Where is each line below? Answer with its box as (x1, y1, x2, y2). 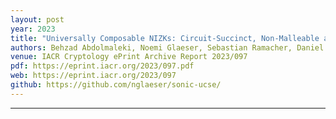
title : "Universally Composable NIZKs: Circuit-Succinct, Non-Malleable (10, 33, 320, 43)
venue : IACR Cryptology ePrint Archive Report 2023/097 (10, 52, 248, 62)
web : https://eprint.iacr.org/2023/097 (10, 71, 177, 81)
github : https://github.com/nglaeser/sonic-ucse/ (10, 80, 222, 90)
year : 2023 (10, 24, 56, 34)
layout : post (10, 14, 65, 25)
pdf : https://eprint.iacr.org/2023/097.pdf (10, 61, 195, 71)
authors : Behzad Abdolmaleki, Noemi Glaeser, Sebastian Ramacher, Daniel (10, 42, 325, 53)
